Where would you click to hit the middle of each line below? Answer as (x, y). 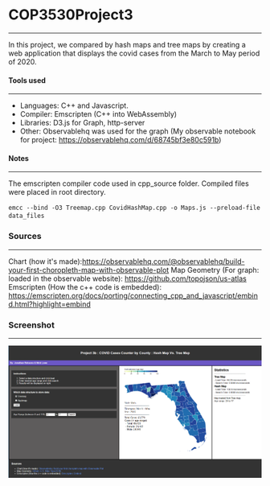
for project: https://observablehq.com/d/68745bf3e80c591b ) (121, 140)
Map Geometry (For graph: (215, 270)
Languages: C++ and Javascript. (74, 105)
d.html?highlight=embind (49, 304)
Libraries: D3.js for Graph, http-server (82, 123)
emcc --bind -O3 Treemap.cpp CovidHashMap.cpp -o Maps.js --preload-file (135, 208)
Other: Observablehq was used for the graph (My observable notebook (138, 131)
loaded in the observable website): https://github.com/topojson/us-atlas (127, 278)
